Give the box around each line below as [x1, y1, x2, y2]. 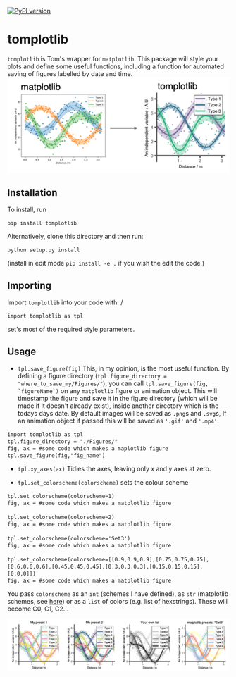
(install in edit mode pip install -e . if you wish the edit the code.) [7, 259, 205, 268]
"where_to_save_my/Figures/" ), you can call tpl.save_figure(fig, [17, 379, 209, 387]
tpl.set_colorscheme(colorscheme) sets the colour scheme [17, 478, 189, 486]
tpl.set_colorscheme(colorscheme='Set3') [7, 535, 131, 542]
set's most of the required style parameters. [7, 325, 135, 334]
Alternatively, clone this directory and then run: [7, 232, 144, 241]
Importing [7, 279, 51, 292]
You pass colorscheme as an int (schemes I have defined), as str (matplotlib [7, 589, 229, 598]
